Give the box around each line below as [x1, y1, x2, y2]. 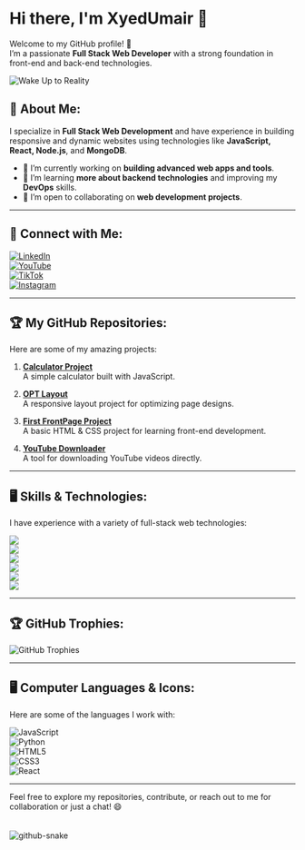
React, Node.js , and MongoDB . [9, 144, 128, 155]
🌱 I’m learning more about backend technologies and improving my [22, 172, 278, 183]
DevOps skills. [22, 182, 77, 193]
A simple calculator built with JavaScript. [22, 371, 175, 382]
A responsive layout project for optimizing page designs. [22, 399, 234, 410]
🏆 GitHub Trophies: [9, 616, 124, 631]
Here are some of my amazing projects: [9, 344, 157, 355]
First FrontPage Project [22, 416, 112, 427]
